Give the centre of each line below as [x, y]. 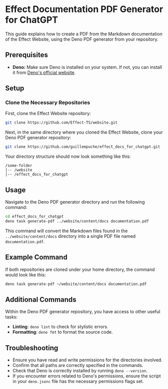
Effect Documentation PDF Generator [84, 9]
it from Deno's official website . [44, 72]
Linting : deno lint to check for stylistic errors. [60, 327]
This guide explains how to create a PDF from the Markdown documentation [84, 34]
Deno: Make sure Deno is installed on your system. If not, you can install [87, 67]
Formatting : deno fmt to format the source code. [62, 332]
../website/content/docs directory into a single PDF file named [70, 236]
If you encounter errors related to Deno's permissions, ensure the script [87, 376]
